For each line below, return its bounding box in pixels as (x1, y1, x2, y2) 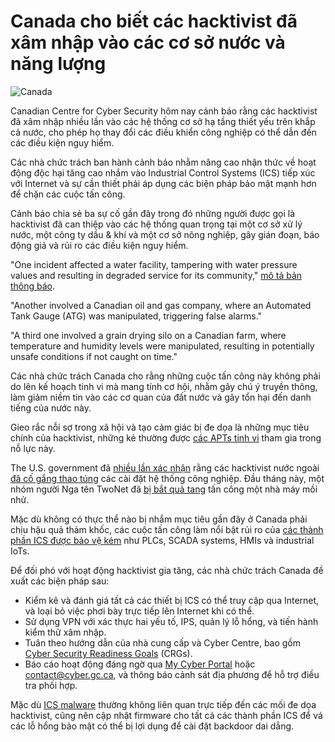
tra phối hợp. (24, 679, 78, 691)
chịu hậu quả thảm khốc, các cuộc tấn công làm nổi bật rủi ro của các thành (10, 523, 324, 535)
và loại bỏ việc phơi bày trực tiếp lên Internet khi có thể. (24, 605, 255, 617)
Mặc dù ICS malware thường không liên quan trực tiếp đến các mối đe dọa (10, 698, 317, 710)
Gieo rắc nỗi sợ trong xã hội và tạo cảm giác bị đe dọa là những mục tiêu (10, 421, 310, 433)
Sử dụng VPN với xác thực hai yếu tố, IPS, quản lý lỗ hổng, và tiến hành (24, 615, 319, 627)
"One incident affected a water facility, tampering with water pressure (10, 258, 298, 270)
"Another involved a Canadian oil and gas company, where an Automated (10, 299, 312, 311)
